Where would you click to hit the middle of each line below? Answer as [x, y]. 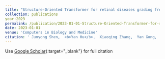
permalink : [16, 23]
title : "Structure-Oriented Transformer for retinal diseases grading [79, 10]
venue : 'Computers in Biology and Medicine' [51, 32]
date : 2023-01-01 [23, 28]
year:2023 [15, 19]
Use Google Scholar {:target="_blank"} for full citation [59, 51]
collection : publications [31, 14]
